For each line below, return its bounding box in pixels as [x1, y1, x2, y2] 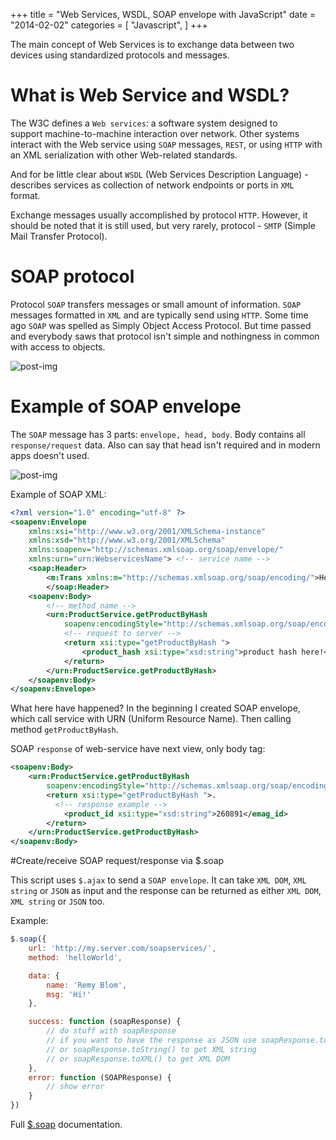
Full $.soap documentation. [10, 1119, 123, 1131]
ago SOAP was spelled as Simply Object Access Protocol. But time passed [10, 319, 312, 331]
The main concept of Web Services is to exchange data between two [10, 39, 295, 50]
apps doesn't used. [10, 449, 90, 461]
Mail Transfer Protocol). [10, 230, 108, 242]
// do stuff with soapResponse [46, 1026, 177, 1036]
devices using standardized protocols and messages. [10, 49, 230, 61]
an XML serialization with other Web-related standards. [10, 149, 238, 161]
